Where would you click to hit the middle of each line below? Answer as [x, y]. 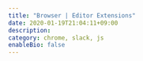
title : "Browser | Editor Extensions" [72, 15]
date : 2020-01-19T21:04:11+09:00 [63, 23]
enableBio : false [37, 45]
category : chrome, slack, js [56, 38]
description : [30, 30]
